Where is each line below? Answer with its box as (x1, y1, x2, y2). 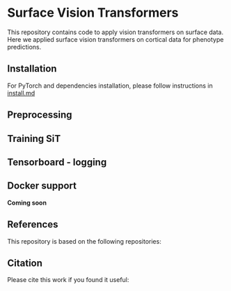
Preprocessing (7, 109, 72, 121)
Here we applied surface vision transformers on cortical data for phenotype (7, 35, 224, 43)
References (7, 219, 58, 230)
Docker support (7, 180, 77, 192)
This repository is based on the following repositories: (7, 237, 161, 245)
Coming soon (7, 198, 47, 207)
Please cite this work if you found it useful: (7, 276, 129, 284)
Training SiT (7, 132, 61, 144)
